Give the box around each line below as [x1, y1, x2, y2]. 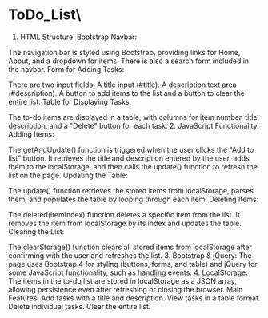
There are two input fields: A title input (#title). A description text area [8, 80, 238, 89]
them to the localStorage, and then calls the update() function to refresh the [8, 161, 258, 171]
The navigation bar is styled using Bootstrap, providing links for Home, [8, 47, 241, 57]
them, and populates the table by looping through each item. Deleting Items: [8, 194, 259, 204]
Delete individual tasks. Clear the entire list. [8, 301, 151, 311]
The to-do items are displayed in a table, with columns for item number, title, [8, 112, 260, 121]
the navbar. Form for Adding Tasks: [8, 64, 125, 74]
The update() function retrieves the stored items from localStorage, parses [8, 185, 254, 195]
